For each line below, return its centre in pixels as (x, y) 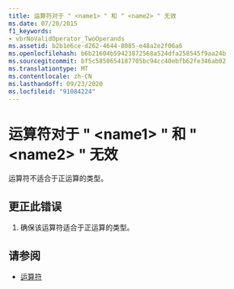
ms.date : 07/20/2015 (43, 24)
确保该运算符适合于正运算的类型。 (77, 227)
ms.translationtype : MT (49, 69)
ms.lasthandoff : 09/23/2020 (56, 84)
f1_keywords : (30, 31)
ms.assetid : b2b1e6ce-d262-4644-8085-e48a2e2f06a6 (96, 46)
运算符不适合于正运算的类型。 (58, 179)
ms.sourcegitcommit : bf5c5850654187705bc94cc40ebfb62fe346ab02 (117, 62)
